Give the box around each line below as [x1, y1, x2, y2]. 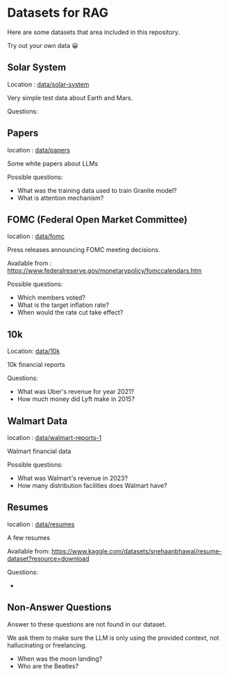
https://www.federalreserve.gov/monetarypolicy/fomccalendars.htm [7, 267, 202, 275]
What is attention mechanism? [17, 194, 104, 202]
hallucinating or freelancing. [7, 640, 87, 649]
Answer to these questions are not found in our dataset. [7, 620, 167, 628]
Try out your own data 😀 [7, 41, 78, 49]
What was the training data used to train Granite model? [17, 186, 177, 194]
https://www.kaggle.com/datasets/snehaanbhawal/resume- [51, 547, 222, 555]
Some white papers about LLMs [7, 159, 99, 168]
